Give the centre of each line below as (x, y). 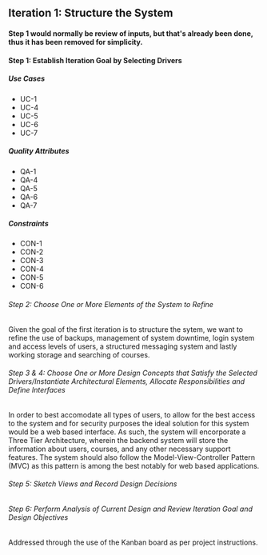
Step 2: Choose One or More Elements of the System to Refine (111, 305)
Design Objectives (38, 517)
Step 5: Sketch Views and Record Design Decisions (93, 484)
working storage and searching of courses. (79, 354)
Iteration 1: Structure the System (91, 13)
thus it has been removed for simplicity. (76, 42)
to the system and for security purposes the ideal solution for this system (129, 423)
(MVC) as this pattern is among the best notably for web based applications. (134, 465)
